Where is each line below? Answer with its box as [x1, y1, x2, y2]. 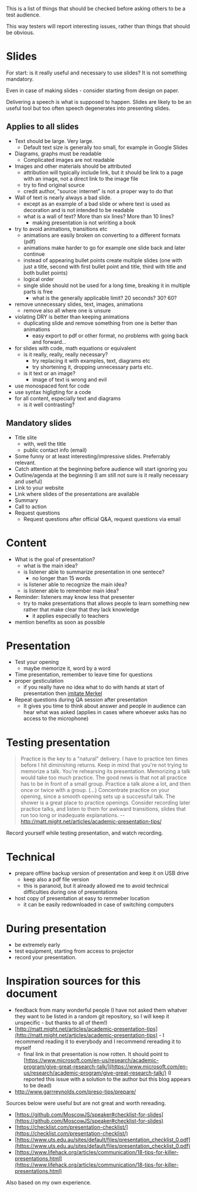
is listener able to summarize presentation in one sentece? [23, 568, 165, 575]
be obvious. [6, 29, 35, 36]
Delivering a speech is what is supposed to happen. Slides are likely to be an [6, 98, 192, 105]
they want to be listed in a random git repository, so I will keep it [14, 1013, 169, 1020]
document [6, 987, 58, 1001]
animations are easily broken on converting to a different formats [23, 232, 181, 239]
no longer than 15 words [32, 574, 91, 581]
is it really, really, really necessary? [23, 351, 108, 358]
